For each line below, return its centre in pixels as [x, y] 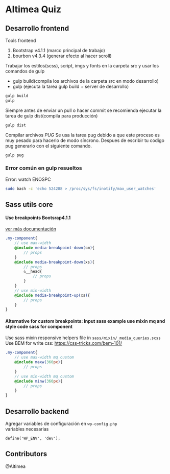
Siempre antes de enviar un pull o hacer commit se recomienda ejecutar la [83, 110]
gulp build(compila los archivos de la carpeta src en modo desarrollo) [86, 81]
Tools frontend [21, 40]
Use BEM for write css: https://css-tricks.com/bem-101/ [64, 343]
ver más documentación [31, 229]
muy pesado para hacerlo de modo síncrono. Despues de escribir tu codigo [85, 140]
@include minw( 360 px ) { [39, 381]
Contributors [26, 454]
